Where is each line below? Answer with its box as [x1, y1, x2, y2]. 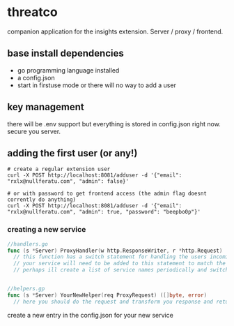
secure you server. [7, 127, 61, 135]
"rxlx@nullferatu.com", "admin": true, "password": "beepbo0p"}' [7, 209, 201, 216]
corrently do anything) [7, 196, 77, 203]
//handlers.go [7, 240, 49, 248]
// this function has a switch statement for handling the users [13, 253, 208, 260]
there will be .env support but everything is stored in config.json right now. [7, 119, 221, 128]
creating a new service [7, 225, 86, 235]
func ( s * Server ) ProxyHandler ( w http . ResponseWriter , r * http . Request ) [7, 247, 223, 254]
